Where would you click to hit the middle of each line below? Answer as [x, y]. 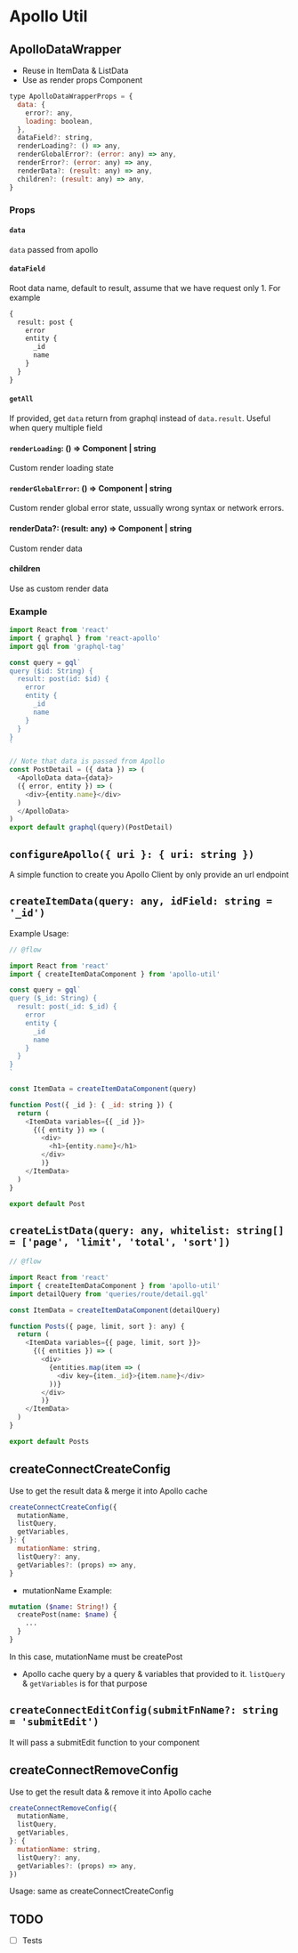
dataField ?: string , [55, 138]
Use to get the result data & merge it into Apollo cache [109, 1491]
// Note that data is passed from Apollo [87, 762]
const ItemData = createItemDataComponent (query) [103, 1089]
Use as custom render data [59, 588]
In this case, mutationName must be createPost [96, 1657]
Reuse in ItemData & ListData [75, 70]
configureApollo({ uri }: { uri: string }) [132, 854]
